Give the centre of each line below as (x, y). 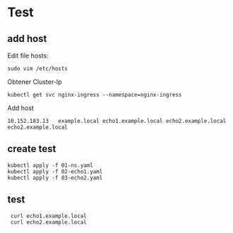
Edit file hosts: (28, 55)
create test (32, 149)
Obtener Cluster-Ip (35, 82)
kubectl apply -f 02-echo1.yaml (55, 171)
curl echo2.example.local (49, 222)
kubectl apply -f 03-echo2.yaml (55, 178)
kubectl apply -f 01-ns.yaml (50, 165)
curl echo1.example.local (49, 216)
